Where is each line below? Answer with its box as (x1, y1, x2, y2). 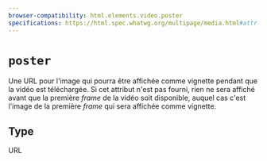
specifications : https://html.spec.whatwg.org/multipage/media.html (8, 19, 240, 27)
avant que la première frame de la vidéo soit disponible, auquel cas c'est (8, 93, 246, 103)
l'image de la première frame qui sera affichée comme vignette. (8, 102, 217, 111)
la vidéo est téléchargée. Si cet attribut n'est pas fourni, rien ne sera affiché (8, 85, 256, 94)
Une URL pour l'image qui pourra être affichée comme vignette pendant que (8, 76, 258, 86)
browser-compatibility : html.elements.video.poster (8, 11, 183, 20)
